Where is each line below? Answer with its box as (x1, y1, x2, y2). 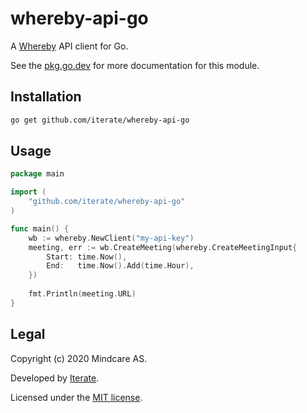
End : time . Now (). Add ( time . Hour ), (46, 261, 195, 271)
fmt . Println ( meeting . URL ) (28, 289, 137, 299)
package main (10, 169, 65, 179)
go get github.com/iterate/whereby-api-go (10, 115, 190, 125)
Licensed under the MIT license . (10, 391, 143, 403)
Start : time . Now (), (46, 252, 128, 262)
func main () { (10, 223, 70, 234)
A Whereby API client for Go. (10, 40, 129, 52)
